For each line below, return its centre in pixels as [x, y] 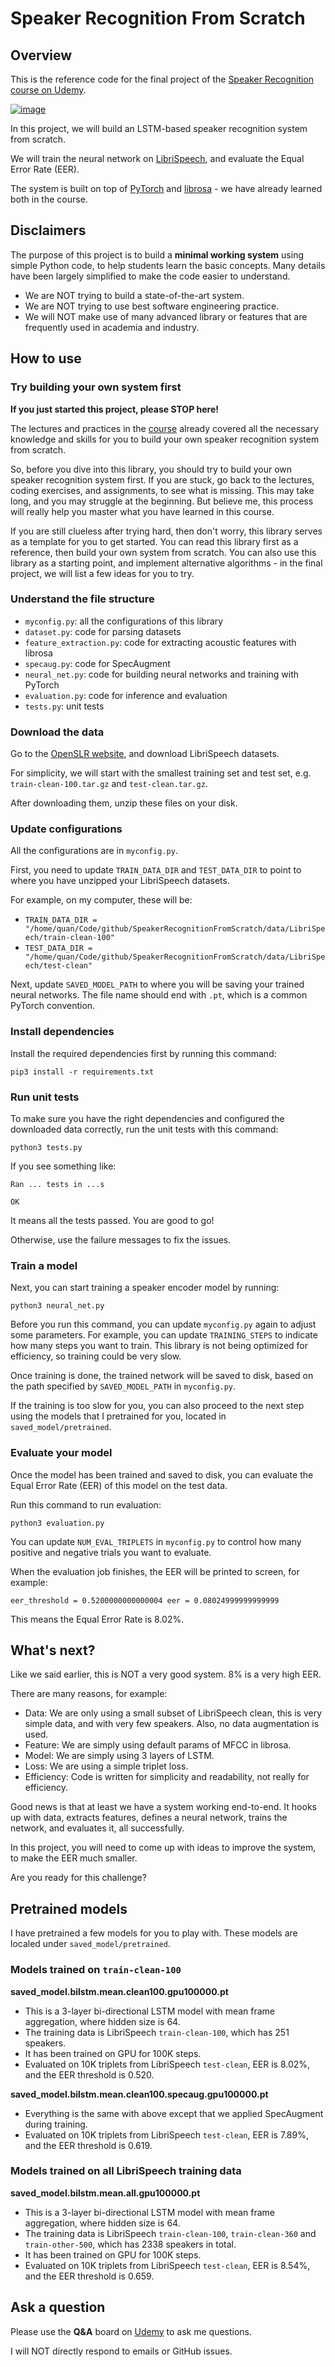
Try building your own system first [96, 387]
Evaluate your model [61, 1453]
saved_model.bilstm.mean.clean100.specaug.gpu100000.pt [139, 2094]
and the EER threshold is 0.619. [88, 2145]
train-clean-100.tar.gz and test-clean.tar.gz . [109, 784]
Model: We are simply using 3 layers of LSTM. [119, 1756]
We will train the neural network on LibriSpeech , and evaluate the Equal [157, 158]
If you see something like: [63, 1166]
